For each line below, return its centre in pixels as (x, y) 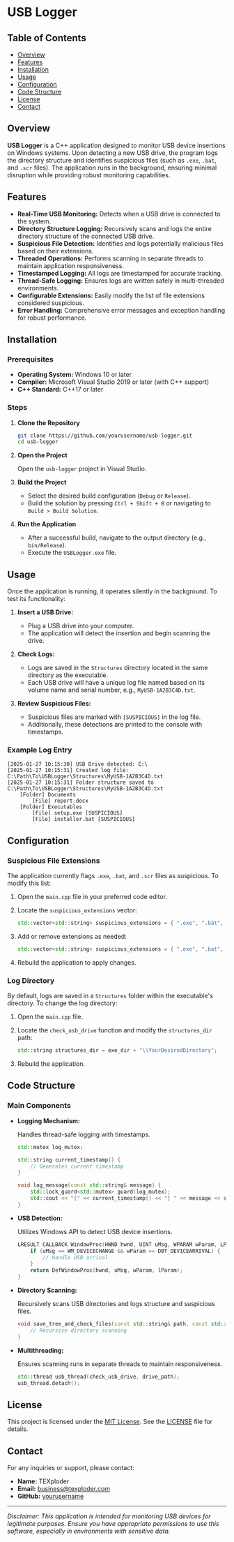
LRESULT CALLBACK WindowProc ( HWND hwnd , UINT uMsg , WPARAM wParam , (117, 1244)
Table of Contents (47, 38)
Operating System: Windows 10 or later (75, 375)
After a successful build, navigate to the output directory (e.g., (117, 538)
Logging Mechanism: (48, 1120)
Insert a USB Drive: (45, 612)
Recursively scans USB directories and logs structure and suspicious (116, 1304)
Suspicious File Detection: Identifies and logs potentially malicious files (120, 243)
